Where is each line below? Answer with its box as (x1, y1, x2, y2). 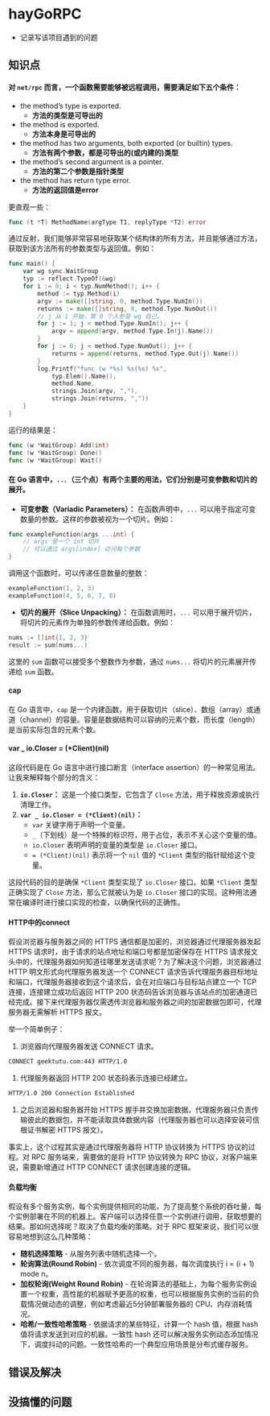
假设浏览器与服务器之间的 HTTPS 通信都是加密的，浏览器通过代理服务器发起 (8, 937, 261, 946)
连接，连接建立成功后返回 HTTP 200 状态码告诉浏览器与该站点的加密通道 (8, 987, 251, 997)
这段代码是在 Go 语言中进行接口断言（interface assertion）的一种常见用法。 (8, 763, 260, 772)
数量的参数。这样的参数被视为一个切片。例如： (19, 514, 175, 524)
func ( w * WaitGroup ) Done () (8, 449, 103, 457)
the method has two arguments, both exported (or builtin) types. (19, 138, 233, 147)
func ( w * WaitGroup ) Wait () (8, 456, 103, 464)
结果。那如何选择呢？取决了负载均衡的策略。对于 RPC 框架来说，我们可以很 (8, 1222, 260, 1232)
